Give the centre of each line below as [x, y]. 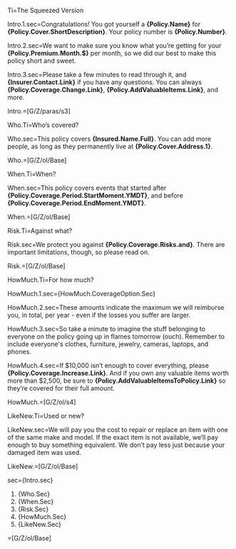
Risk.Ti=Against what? [40, 231]
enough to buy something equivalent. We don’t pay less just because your [116, 445]
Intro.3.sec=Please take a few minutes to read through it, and [97, 75]
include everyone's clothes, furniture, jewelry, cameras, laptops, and [108, 344]
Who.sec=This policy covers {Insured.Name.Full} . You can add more [109, 139]
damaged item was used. [45, 452]
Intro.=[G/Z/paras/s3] [39, 111]
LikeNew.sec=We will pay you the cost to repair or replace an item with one [118, 430]
